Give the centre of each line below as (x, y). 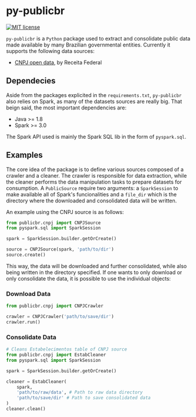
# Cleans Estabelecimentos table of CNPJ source (67, 349)
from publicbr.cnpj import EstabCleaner (56, 355)
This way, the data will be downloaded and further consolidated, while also (97, 266)
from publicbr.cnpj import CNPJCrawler (55, 306)
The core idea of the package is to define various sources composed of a (95, 169)
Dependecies (31, 81)
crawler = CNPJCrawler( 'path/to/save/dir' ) (60, 317)
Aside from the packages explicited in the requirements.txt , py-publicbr (94, 95)
